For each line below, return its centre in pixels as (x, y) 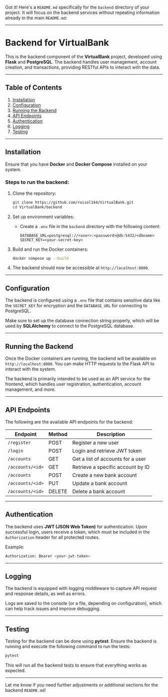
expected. (15, 670)
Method (58, 434)
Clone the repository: (34, 193)
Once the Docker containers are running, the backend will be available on (81, 359)
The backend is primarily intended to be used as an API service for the (78, 379)
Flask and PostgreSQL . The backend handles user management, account (81, 62)
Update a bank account (100, 483)
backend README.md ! (25, 690)
